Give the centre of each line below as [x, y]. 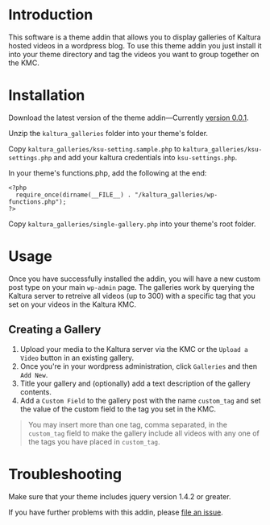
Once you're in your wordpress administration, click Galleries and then [139, 366]
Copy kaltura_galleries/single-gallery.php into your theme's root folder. [132, 224]
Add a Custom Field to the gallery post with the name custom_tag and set [140, 400]
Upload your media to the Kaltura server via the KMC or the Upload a [134, 349]
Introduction [51, 15]
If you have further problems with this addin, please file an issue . [116, 512]
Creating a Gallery [55, 330]
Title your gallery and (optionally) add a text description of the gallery [135, 383]
